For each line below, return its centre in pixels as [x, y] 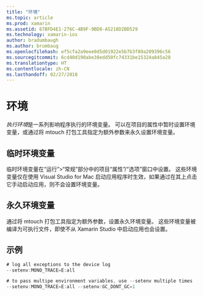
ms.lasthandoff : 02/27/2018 [42, 74]
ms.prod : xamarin [28, 23]
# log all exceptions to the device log [59, 264]
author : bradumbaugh [33, 40]
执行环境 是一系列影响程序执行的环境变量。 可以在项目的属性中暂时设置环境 [101, 125]
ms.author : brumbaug [33, 46]
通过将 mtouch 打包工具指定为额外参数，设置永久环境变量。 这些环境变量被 [101, 221]
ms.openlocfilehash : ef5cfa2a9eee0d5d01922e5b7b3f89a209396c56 [89, 52]
